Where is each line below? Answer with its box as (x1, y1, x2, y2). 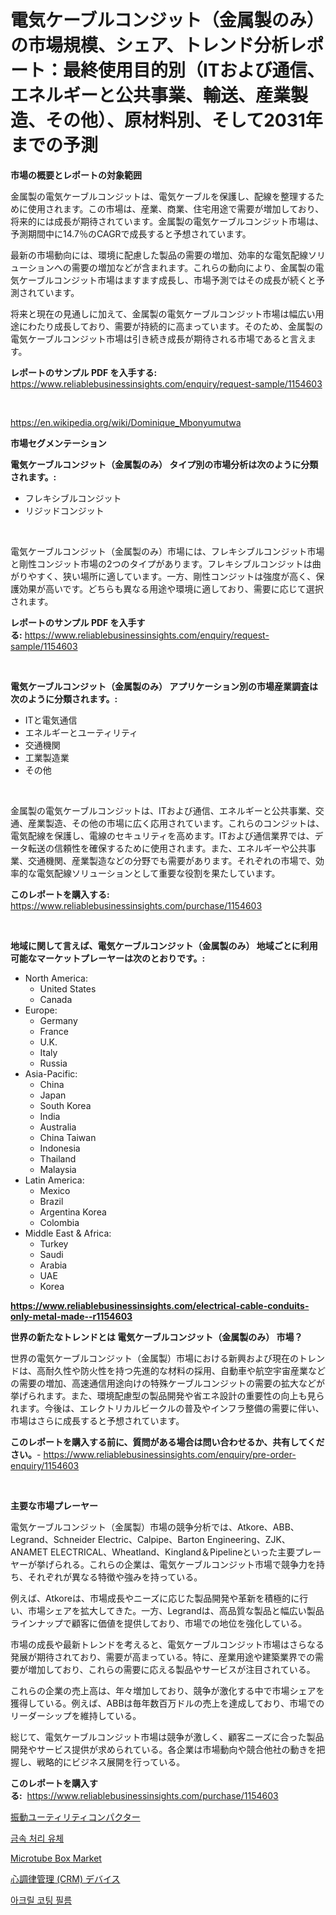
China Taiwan (39, 1131, 97, 1143)
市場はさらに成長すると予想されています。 (10, 1414, 185, 1426)
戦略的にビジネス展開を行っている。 (36, 1756, 186, 1768)
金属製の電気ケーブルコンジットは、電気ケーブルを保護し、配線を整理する (10, 190, 317, 202)
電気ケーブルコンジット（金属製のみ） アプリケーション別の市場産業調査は (10, 680, 318, 692)
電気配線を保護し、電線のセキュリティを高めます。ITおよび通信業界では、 (10, 829, 315, 841)
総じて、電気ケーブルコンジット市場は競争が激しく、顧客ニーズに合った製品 (10, 1731, 325, 1743)
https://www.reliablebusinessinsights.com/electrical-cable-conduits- (10, 1299, 310, 1311)
